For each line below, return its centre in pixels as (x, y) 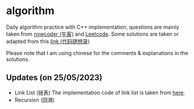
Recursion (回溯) (34, 100)
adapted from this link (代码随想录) (48, 41)
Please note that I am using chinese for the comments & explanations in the (97, 53)
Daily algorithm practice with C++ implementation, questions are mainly (93, 27)
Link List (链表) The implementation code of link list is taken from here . (100, 93)
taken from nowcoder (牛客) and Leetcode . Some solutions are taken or (93, 34)
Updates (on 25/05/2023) (54, 78)
